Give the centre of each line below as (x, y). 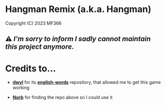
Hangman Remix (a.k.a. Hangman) (78, 9)
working (21, 88)
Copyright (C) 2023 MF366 (33, 23)
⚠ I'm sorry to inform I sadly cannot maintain (78, 39)
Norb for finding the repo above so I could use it (62, 97)
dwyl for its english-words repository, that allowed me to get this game (87, 82)
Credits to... (31, 68)
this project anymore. (40, 47)
